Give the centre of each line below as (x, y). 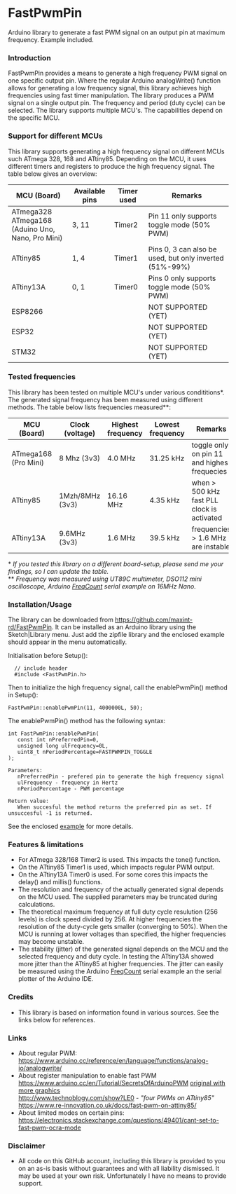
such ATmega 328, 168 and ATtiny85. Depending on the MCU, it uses (107, 158)
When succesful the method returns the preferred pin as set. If (114, 807)
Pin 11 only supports (182, 216)
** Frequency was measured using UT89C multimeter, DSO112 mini (105, 579)
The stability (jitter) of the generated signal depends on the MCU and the (123, 949)
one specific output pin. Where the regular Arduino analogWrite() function (114, 81)
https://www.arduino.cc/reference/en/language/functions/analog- (113, 1061)
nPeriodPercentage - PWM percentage (71, 789)
